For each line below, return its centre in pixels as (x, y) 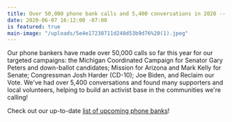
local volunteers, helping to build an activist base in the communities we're (114, 90)
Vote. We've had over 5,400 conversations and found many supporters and (115, 83)
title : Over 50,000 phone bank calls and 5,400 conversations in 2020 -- (117, 14)
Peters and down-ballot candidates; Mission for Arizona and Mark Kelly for (114, 68)
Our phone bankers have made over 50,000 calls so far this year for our (110, 53)
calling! (18, 98)
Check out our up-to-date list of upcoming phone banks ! (88, 111)
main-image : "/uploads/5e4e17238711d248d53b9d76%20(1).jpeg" (98, 33)
